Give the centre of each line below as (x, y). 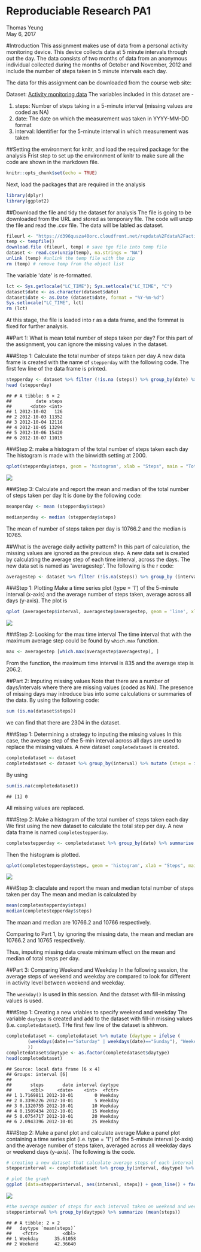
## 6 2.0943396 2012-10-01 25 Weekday (63, 1121)
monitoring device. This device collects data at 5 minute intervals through (97, 51)
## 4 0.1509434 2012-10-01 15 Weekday (63, 1111)
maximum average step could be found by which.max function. (83, 641)
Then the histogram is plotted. (43, 854)
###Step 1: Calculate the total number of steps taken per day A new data (96, 356)
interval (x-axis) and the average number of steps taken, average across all (99, 595)
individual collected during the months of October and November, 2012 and (99, 65)
